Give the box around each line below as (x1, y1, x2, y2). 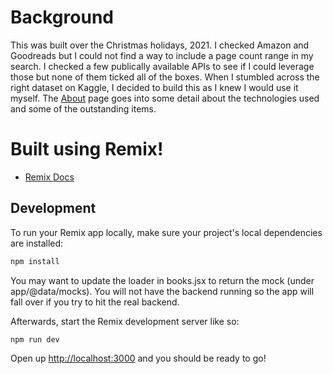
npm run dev (10, 334, 60, 345)
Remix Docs (24, 171, 75, 183)
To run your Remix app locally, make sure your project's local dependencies (10, 226, 323, 238)
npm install (10, 256, 60, 266)
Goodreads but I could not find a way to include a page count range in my (10, 49, 314, 61)
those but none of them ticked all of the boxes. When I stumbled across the (10, 71, 320, 83)
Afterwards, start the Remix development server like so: (10, 315, 240, 327)
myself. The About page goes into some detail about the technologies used (10, 92, 320, 104)
